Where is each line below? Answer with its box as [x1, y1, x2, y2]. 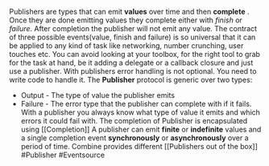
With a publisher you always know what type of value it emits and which [20, 107, 261, 117]
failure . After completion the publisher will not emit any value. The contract [9, 24, 257, 33]
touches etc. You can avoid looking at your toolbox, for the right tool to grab [9, 50, 261, 59]
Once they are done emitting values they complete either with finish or [9, 15, 242, 25]
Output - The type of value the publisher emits [20, 91, 176, 99]
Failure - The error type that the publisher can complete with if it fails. [20, 99, 252, 108]
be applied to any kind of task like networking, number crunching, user [9, 41, 244, 51]
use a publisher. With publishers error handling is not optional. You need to [9, 67, 257, 75]
